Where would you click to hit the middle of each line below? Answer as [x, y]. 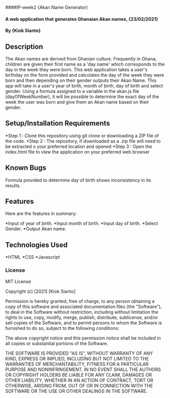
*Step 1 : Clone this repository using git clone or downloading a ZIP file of [82, 135]
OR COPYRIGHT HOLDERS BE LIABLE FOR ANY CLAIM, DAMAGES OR [79, 375]
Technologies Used [36, 245]
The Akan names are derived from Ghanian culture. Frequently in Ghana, [81, 59]
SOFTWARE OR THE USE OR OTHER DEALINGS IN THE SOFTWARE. [76, 391]
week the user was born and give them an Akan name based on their [77, 102]
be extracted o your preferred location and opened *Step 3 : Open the [79, 146]
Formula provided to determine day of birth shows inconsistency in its [78, 180]
